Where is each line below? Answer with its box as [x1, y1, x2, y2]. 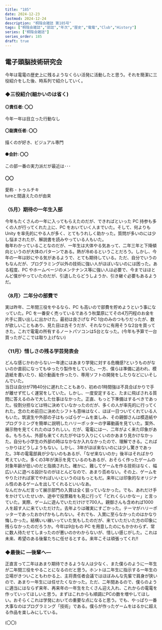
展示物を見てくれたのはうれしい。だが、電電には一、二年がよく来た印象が [5, 427, 153, 432]
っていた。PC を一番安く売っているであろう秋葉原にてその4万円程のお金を [5, 310, 154, 316]
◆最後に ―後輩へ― [5, 549, 52, 556]
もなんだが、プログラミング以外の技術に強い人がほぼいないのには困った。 [5, 261, 153, 266]
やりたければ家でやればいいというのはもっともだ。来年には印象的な [5, 475, 141, 481]
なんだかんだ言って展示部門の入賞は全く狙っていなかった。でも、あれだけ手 [5, 487, 157, 493]
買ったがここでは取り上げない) [5, 334, 66, 340]
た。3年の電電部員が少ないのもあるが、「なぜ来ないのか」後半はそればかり [5, 451, 154, 457]
